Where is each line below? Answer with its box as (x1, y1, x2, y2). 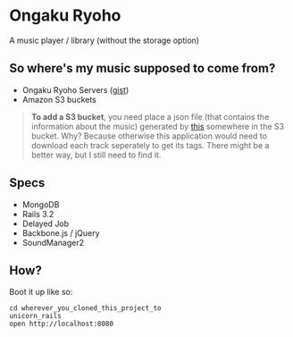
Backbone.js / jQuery (21, 227, 100, 238)
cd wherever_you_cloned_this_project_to (9, 304, 163, 313)
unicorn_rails (9, 312, 63, 321)
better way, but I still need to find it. (30, 149, 162, 160)
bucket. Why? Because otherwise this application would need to (30, 131, 268, 141)
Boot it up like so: (9, 287, 73, 298)
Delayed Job (21, 218, 70, 229)
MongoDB (21, 198, 60, 210)
